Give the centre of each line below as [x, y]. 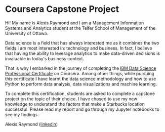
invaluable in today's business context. [45, 58]
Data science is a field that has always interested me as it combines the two [82, 43]
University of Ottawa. [27, 33]
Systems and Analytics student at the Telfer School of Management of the [80, 28]
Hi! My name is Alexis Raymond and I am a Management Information [75, 23]
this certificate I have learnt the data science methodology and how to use [81, 79]
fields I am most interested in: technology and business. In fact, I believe [79, 48]
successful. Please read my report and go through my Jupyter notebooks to [82, 109]
